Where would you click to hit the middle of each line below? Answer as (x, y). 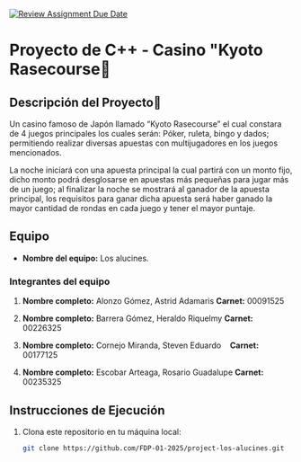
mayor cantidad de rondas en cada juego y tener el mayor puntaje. (133, 208)
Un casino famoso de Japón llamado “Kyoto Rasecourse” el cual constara (146, 124)
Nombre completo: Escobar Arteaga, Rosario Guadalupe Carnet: (143, 372)
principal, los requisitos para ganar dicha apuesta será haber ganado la (141, 199)
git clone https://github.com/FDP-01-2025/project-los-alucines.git (153, 448)
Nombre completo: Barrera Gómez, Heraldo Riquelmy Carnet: (137, 318)
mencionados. (36, 152)
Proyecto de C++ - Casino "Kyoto (136, 50)
